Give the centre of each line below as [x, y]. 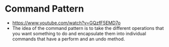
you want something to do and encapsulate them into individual [79, 33]
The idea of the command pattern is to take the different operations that [88, 28]
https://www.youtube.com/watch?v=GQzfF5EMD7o [66, 23]
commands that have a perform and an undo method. [68, 39]
